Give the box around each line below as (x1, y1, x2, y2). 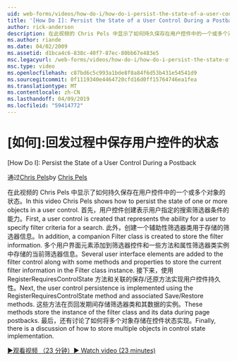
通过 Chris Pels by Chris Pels (7, 173, 88, 181)
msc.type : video (7, 63, 55, 70)
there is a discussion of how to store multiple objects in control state (7, 324, 206, 332)
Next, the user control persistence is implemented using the (20, 283, 194, 292)
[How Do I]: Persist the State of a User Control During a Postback (7, 158, 197, 166)
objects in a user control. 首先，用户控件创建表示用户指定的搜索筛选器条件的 (7, 205, 229, 214)
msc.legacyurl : (7, 56, 52, 63)
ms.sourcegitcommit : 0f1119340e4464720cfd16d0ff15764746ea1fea (7, 75, 197, 83)
